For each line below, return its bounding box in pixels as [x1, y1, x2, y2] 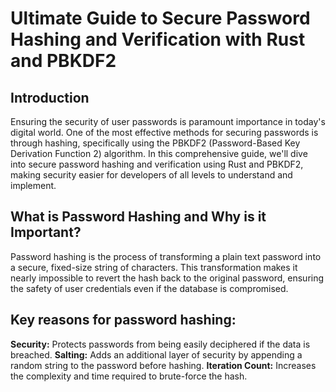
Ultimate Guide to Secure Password [10, 7, 311, 30]
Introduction [10, 89, 90, 106]
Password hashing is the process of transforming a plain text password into [10, 250, 322, 262]
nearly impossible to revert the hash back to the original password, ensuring [10, 272, 325, 284]
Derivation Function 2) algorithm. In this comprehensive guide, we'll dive [10, 148, 308, 159]
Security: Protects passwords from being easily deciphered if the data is [10, 338, 311, 350]
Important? [10, 224, 82, 241]
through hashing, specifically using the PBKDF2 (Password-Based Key [10, 137, 301, 149]
